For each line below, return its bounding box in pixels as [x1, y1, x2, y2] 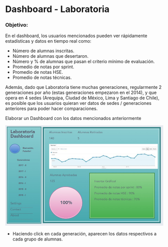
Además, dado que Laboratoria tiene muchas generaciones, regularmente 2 [5, 84, 162, 90]
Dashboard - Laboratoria [5, 4, 110, 15]
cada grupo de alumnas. [12, 236, 63, 242]
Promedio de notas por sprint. [12, 64, 74, 70]
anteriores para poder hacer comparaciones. [5, 105, 98, 111]
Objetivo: [5, 22, 29, 29]
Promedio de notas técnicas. [12, 74, 72, 81]
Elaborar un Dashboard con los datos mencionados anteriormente [5, 115, 141, 121]
